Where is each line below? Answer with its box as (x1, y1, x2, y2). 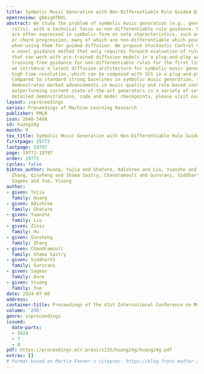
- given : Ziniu (6, 223, 45, 229)
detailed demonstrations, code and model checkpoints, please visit (12, 93, 189, 99)
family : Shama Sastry (12, 251, 67, 258)
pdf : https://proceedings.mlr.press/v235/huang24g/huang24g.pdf (6, 347, 172, 353)
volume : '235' (6, 307, 42, 314)
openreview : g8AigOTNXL (6, 15, 67, 21)
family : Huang (12, 195, 47, 201)
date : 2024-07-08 (6, 290, 50, 297)
